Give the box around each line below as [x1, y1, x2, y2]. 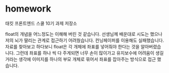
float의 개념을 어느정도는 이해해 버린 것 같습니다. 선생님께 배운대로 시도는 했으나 [5, 31, 162, 37]
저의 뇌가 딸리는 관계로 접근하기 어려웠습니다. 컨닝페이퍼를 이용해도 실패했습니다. [5, 37, 164, 43]
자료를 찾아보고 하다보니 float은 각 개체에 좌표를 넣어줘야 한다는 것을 [5, 43, 140, 49]
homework [5, 3, 51, 15]
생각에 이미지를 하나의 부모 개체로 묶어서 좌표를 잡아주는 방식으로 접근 [18, 56, 156, 62]
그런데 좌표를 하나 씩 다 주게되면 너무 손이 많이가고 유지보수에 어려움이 [16, 50, 155, 56]
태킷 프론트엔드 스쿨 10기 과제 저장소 [5, 20, 77, 26]
